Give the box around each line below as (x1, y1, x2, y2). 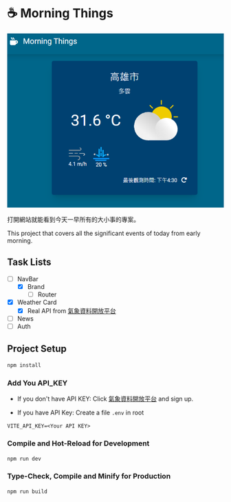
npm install (7, 362, 41, 369)
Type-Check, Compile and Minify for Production (7, 472, 171, 481)
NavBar (16, 274, 39, 283)
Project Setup (7, 343, 67, 354)
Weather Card (16, 298, 57, 307)
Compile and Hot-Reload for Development (7, 439, 150, 448)
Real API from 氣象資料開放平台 (27, 307, 116, 315)
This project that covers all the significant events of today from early (7, 229, 201, 238)
